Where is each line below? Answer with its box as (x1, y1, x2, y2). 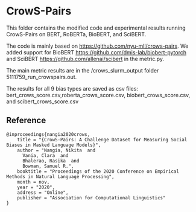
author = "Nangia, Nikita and (17, 147, 96, 153)
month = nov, (17, 179, 50, 185)
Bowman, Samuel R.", (22, 163, 74, 169)
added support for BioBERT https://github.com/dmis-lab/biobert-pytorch (6, 48, 187, 56)
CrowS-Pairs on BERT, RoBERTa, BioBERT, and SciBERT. (6, 30, 147, 37)
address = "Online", (17, 189, 69, 196)
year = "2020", (17, 184, 55, 190)
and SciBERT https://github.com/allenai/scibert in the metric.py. (6, 55, 165, 62)
